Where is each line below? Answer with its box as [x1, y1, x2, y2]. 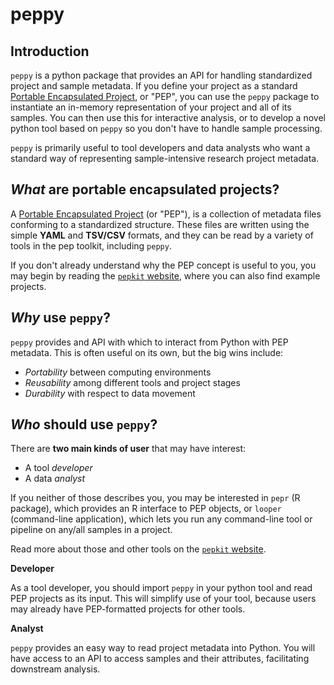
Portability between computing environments [24, 366, 212, 378]
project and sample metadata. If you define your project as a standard [10, 80, 298, 92]
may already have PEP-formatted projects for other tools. [10, 603, 246, 615]
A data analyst [24, 473, 86, 485]
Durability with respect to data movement [24, 387, 196, 399]
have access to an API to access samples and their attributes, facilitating [10, 653, 310, 665]
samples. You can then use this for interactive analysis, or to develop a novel [10, 112, 326, 123]
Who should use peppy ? [10, 416, 158, 433]
